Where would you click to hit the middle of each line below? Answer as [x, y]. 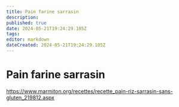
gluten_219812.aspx [31, 97]
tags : [13, 34]
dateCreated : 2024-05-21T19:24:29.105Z [56, 45]
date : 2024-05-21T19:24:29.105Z [46, 28]
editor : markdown [28, 39]
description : [22, 17]
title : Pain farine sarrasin [43, 12]
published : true [26, 23]
